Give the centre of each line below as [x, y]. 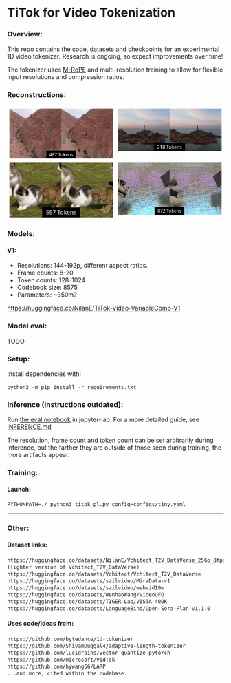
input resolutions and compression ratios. [66, 77]
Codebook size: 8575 [47, 288]
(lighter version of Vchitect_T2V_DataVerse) [73, 567]
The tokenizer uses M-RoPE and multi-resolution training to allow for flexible [115, 70]
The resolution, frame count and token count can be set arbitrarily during [111, 440]
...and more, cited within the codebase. [67, 673]
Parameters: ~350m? [47, 295]
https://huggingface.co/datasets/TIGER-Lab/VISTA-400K [87, 601]
